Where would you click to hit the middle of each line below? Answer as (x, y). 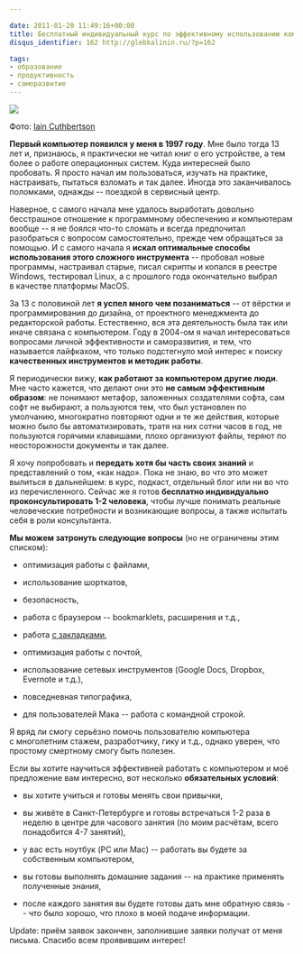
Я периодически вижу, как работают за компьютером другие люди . (144, 378)
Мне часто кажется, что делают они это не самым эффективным (138, 388)
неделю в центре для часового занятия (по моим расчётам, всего (151, 822)
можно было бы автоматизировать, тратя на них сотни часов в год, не (146, 426)
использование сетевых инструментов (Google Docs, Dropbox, (143, 669)
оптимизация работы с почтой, (82, 652)
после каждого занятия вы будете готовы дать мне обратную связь (153, 904)
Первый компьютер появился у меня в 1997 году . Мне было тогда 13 (144, 143)
